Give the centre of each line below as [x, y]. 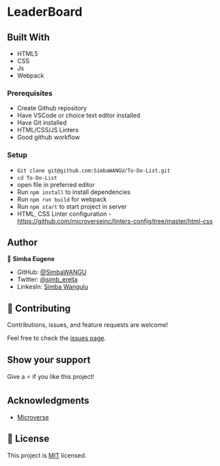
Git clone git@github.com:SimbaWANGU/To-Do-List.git [94, 171]
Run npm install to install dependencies [74, 192]
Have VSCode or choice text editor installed [79, 115]
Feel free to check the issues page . [56, 338]
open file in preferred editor [56, 184]
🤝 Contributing [39, 308]
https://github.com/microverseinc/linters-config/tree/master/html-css [115, 221]
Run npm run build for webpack [62, 199]
